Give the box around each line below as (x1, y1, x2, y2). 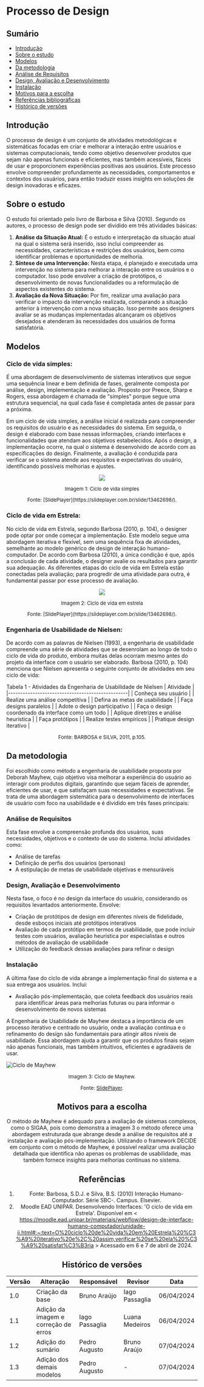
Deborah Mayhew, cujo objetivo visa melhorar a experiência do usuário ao (6, 773, 192, 781)
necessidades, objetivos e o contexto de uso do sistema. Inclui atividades (6, 835, 191, 842)
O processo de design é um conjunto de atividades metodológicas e (6, 136, 177, 143)
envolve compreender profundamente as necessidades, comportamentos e (6, 168, 195, 176)
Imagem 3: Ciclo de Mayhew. (68, 1073, 136, 1080)
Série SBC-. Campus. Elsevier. (86, 1197, 161, 1204)
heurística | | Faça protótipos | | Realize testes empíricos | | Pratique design (6, 715, 194, 722)
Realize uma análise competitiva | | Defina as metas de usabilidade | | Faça (6, 696, 193, 703)
